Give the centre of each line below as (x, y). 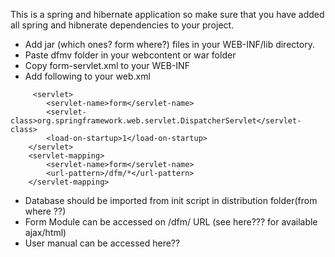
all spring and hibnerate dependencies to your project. (122, 25)
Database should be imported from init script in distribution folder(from (171, 200)
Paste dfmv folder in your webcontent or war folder (130, 55)
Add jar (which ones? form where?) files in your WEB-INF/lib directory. (169, 44)
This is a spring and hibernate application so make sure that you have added (167, 14)
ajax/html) (45, 232)
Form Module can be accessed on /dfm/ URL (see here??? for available (171, 222)
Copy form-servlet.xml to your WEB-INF (107, 65)
